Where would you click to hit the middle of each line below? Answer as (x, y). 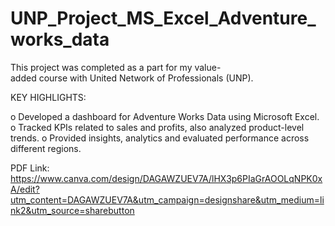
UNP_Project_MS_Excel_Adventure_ (163, 18)
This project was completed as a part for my (101, 67)
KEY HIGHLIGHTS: (48, 97)
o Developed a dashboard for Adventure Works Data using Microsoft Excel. (165, 116)
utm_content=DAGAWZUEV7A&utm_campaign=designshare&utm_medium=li (167, 199)
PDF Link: (30, 168)
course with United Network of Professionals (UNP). (146, 78)
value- (208, 67)
